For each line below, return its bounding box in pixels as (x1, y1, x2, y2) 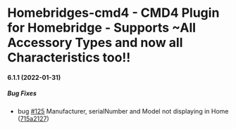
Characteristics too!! (7, 50, 131, 66)
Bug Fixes (7, 89, 37, 97)
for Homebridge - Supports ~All (7, 20, 196, 36)
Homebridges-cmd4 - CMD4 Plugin (7, 5, 220, 21)
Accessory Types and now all (7, 35, 183, 50)
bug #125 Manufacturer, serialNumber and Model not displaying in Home (17, 107, 229, 115)
